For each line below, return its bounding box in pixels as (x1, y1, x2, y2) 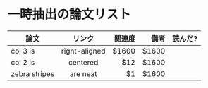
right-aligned (61, 46, 106, 56)
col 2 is (11, 57, 35, 67)
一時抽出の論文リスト (7, 6, 132, 23)
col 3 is (11, 46, 35, 56)
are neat (69, 68, 97, 78)
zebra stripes (11, 68, 55, 78)
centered (68, 57, 99, 67)
